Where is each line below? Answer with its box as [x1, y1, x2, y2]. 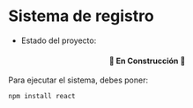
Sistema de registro [8, 6, 155, 26]
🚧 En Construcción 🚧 [108, 55, 186, 66]
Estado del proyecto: [20, 35, 97, 46]
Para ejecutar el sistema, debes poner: [8, 75, 149, 85]
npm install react [8, 92, 76, 101]
